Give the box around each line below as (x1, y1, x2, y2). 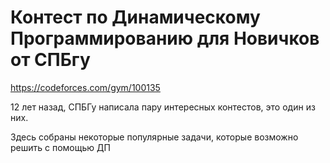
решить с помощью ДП (10, 141, 111, 153)
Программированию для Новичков (10, 27, 320, 50)
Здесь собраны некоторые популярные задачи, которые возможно (10, 131, 299, 143)
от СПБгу (10, 49, 91, 71)
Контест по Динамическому (10, 6, 261, 29)
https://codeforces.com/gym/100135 (10, 81, 161, 93)
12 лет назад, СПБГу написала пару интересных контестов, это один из (10, 101, 316, 113)
